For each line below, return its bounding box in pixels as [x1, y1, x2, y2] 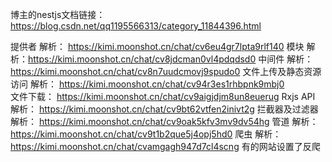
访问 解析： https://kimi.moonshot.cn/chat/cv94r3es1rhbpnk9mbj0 [10, 78, 285, 90]
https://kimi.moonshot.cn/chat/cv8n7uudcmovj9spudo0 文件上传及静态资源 [10, 66, 322, 77]
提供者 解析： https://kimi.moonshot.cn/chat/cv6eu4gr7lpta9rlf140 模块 [10, 41, 305, 52]
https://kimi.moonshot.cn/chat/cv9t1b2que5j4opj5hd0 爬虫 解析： [10, 128, 282, 140]
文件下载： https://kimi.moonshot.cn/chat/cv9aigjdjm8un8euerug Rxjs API [10, 91, 316, 102]
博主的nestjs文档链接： [10, 9, 106, 20]
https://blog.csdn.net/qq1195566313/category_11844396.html [10, 20, 262, 32]
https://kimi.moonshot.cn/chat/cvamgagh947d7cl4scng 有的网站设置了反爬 [10, 141, 321, 152]
